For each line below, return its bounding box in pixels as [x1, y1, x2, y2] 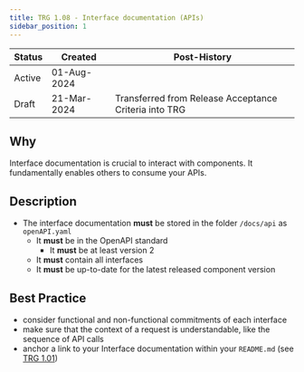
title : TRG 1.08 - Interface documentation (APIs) [9, 13, 204, 23]
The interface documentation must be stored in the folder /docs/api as [22, 218, 288, 229]
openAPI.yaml [22, 227, 72, 236]
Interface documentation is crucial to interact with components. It [9, 157, 253, 168]
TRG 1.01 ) [22, 352, 59, 363]
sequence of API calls [22, 333, 104, 344]
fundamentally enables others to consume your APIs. [9, 167, 207, 178]
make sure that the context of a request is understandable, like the [22, 323, 271, 335]
